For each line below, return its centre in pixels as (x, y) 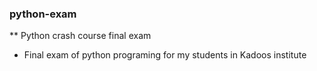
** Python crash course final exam (80, 36)
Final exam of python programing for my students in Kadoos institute (165, 55)
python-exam (43, 14)
